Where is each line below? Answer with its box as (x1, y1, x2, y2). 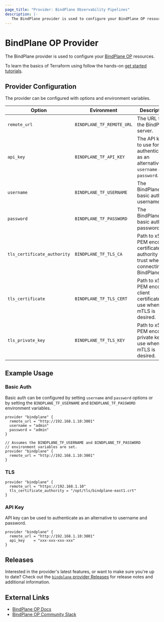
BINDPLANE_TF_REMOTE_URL (75, 122, 133, 128)
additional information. (5, 579, 50, 585)
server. (137, 128, 154, 134)
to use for (137, 141, 160, 148)
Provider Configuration (5, 82, 77, 90)
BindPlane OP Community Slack (12, 612, 77, 618)
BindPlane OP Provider (5, 37, 99, 48)
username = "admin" (9, 423, 49, 428)
